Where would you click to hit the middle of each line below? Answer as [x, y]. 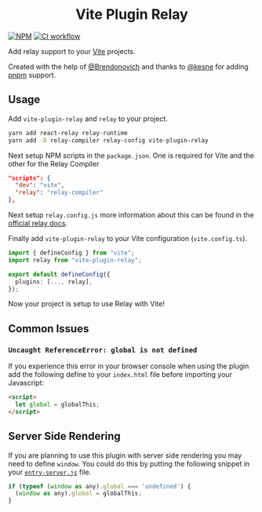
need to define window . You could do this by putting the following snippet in [129, 463]
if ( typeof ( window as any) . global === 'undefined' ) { [100, 486]
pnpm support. [32, 75]
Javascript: [26, 383]
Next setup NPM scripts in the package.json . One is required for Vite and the [131, 155]
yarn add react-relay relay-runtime [68, 133]
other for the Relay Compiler [54, 163]
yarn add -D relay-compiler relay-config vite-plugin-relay [109, 140]
